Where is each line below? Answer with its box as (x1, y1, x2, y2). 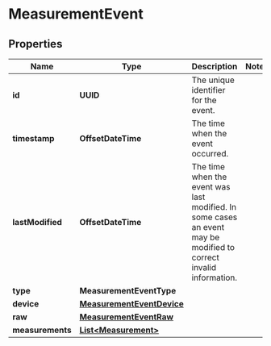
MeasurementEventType (79, 286, 177, 296)
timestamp (12, 133, 55, 144)
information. (191, 272, 238, 283)
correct (191, 252, 219, 263)
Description (191, 61, 238, 72)
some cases (191, 211, 238, 223)
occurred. (191, 148, 229, 159)
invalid (191, 262, 217, 273)
